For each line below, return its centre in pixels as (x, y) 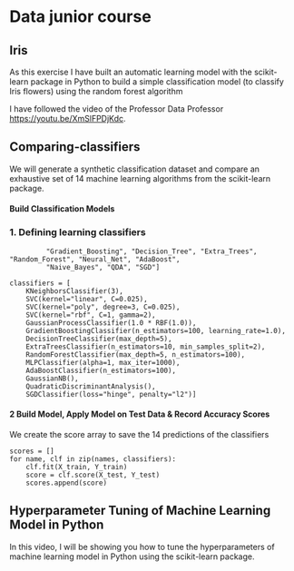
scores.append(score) (66, 483)
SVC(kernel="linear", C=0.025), (87, 299)
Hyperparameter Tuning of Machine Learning (140, 511)
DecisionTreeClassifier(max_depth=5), (99, 339)
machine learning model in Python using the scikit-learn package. (132, 556)
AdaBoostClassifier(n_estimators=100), (101, 370)
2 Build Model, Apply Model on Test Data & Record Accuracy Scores (140, 414)
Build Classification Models (62, 209)
